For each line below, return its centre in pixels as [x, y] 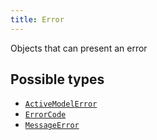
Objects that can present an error [79, 48]
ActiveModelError [61, 104]
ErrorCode [45, 115]
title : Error [37, 19]
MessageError [52, 126]
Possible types [57, 79]
